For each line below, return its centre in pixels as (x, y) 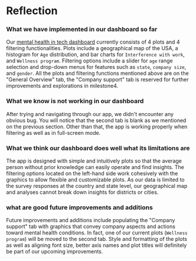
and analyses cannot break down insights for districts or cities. (82, 192)
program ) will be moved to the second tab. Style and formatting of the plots (97, 239)
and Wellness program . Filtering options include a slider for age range (89, 61)
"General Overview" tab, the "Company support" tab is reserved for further (97, 80)
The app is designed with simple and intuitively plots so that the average (94, 161)
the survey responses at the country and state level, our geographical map (97, 186)
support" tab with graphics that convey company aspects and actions (91, 227)
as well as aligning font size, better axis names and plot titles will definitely (97, 245)
